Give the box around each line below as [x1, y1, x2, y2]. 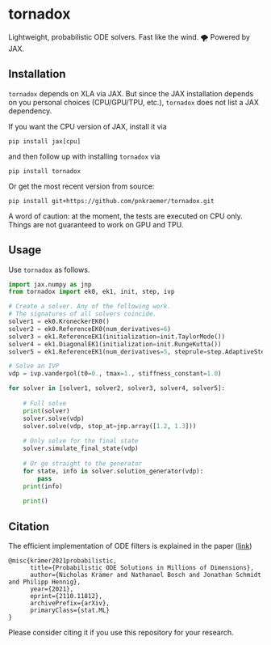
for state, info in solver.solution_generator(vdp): [23, 467, 204, 475]
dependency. [8, 106, 52, 116]
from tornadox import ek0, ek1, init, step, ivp [8, 288, 175, 296]
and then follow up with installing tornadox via [8, 151, 161, 161]
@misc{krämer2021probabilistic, [8, 557, 117, 565]
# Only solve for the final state [23, 437, 139, 445]
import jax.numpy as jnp [8, 280, 92, 288]
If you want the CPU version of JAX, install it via [8, 121, 167, 131]
